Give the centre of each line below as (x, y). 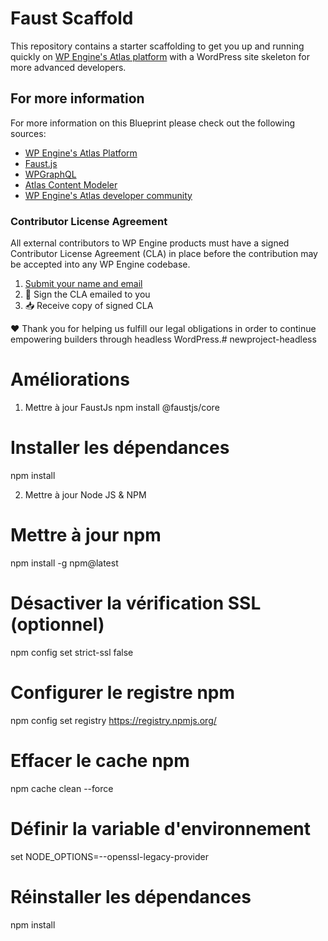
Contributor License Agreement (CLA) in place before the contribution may (164, 254)
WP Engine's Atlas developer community (108, 195)
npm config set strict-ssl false (72, 652)
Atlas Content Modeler (71, 184)
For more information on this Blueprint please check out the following (153, 123)
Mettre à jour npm (86, 535)
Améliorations (70, 379)
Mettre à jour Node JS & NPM (85, 494)
